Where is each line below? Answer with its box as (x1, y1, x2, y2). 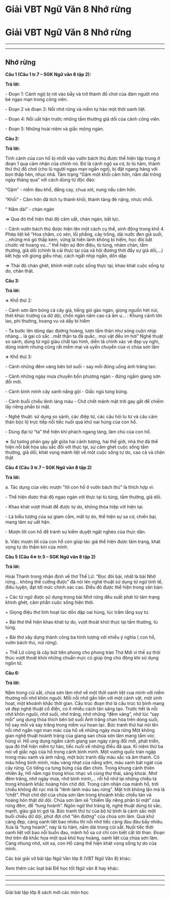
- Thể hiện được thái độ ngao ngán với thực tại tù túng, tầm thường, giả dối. (5, 494, 162, 500)
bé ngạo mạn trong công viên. (5, 96, 68, 102)
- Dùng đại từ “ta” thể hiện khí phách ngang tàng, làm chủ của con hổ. (5, 428, 151, 435)
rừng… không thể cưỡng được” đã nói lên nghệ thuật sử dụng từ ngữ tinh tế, (5, 578, 163, 584)
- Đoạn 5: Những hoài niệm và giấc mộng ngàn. (5, 126, 104, 132)
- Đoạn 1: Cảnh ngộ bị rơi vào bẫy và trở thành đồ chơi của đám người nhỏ (5, 91, 159, 97)
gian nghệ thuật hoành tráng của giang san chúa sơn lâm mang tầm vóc (5, 732, 155, 738)
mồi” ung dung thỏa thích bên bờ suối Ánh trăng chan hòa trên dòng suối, (5, 716, 159, 722)
